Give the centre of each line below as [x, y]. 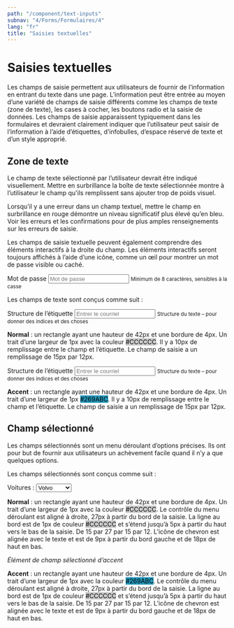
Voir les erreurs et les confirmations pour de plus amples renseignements [113, 221]
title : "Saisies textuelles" [50, 33]
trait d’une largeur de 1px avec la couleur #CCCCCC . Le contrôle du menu [114, 509]
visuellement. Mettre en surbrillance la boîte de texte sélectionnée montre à [116, 185]
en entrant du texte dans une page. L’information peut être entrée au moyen [116, 94]
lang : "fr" [23, 27]
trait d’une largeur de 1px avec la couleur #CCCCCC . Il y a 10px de [102, 342]
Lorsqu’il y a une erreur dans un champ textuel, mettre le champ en [104, 206]
